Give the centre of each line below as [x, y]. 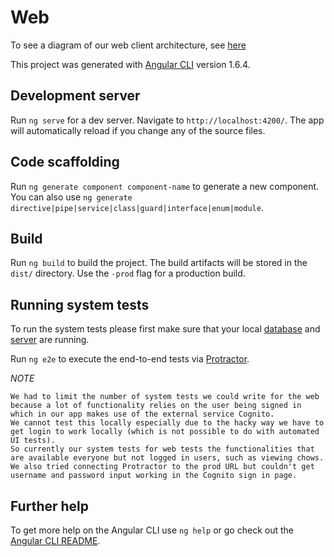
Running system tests [80, 304]
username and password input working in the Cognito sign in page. [154, 476]
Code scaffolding [65, 162]
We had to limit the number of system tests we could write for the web [165, 397]
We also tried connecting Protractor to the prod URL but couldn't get [162, 467]
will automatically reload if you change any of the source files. [138, 130]
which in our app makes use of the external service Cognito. [142, 414]
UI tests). [33, 441]
